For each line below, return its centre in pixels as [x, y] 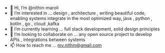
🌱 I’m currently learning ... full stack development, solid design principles [85, 29]
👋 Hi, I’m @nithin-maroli [34, 8]
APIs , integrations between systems [47, 39]
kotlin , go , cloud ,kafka [34, 23]
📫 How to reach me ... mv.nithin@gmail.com [56, 45]
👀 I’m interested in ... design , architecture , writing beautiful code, [78, 13]
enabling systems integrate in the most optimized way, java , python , [81, 18]
